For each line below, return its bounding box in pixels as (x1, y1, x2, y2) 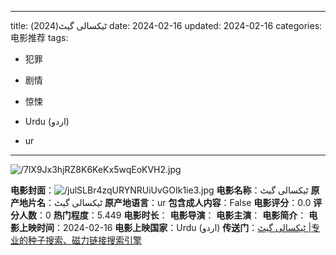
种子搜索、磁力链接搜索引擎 (27, 234, 142, 246)
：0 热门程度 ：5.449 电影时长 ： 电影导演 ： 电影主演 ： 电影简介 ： (36, 209, 307, 221)
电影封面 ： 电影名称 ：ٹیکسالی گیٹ (10, 184, 309, 196)
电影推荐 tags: (10, 32, 69, 43)
